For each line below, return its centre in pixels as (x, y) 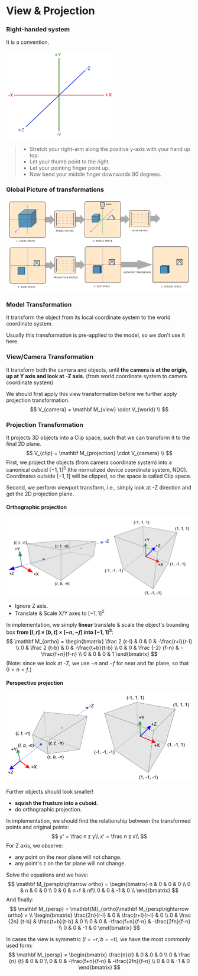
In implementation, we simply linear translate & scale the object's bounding (98, 625)
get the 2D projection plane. (40, 494)
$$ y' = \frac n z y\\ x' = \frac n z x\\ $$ (99, 836)
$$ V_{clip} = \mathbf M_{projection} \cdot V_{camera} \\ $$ (99, 453)
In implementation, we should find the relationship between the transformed (98, 821)
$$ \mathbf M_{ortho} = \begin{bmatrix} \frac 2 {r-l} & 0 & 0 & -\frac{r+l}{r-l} (99, 641)
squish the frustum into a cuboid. (56, 803)
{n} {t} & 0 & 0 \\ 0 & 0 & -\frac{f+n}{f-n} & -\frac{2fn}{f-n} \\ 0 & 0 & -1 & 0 (99, 961)
